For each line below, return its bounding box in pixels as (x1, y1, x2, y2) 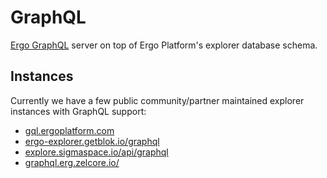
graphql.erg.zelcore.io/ (24, 156, 120, 168)
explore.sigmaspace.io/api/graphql (24, 146, 169, 158)
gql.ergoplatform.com (24, 124, 115, 136)
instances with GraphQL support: (10, 105, 147, 117)
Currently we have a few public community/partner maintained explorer (10, 94, 305, 106)
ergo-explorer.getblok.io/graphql (24, 135, 160, 147)
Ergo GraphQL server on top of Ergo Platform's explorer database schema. (10, 39, 318, 51)
